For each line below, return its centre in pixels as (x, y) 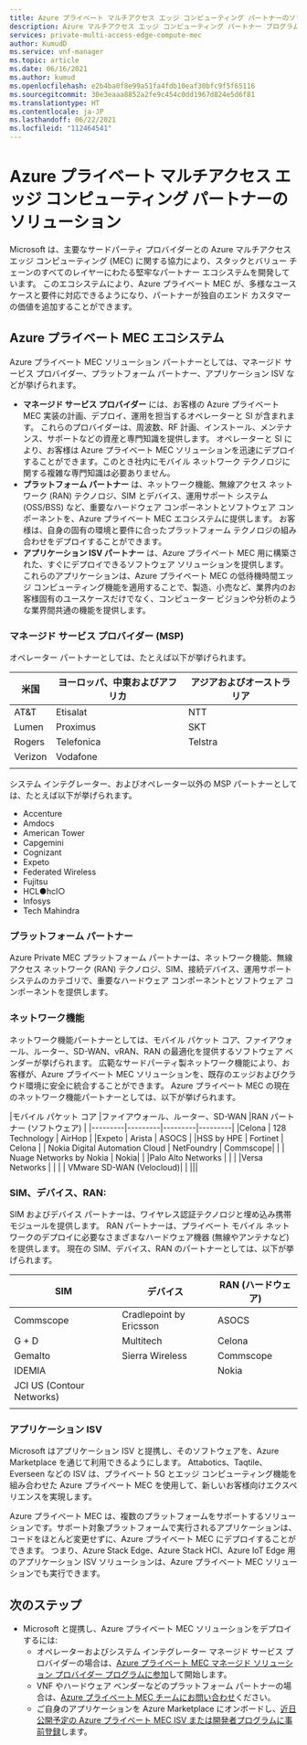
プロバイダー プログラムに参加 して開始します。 (143, 1675)
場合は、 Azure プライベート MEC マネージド (168, 1663)
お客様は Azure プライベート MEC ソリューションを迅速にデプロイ (171, 450)
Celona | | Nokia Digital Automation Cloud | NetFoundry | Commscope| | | (147, 1148)
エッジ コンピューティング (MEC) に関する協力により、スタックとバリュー (148, 261)
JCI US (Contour (49, 1385)
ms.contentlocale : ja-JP (57, 112)
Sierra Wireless (154, 1355)
